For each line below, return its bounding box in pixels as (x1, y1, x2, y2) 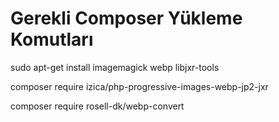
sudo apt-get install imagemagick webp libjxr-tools (10, 61, 220, 73)
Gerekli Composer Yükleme (10, 7, 243, 30)
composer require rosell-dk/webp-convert (10, 100, 185, 112)
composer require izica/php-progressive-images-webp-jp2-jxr (10, 80, 269, 92)
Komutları (10, 28, 94, 51)
